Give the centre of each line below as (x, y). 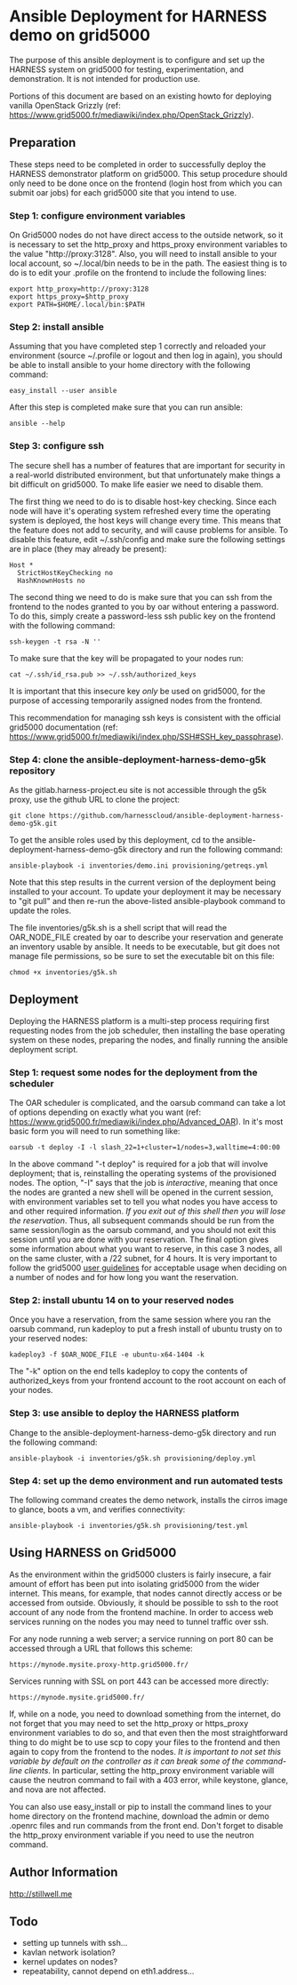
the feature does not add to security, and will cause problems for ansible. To (149, 530)
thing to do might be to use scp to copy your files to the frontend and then (145, 1742)
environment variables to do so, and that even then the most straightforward (149, 1733)
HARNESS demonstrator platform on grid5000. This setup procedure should (148, 173)
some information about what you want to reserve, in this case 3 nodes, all (146, 1249)
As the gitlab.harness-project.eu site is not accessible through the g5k (138, 789)
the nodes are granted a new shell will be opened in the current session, (141, 1192)
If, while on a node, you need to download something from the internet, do (145, 1714)
